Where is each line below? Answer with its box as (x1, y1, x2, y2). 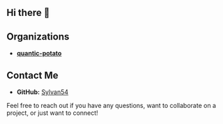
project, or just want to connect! (6, 109, 98, 117)
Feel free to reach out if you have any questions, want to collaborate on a (6, 102, 217, 110)
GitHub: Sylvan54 (16, 88, 69, 96)
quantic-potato (16, 49, 62, 58)
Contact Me (6, 69, 59, 81)
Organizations (6, 31, 70, 42)
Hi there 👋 (6, 7, 50, 19)
